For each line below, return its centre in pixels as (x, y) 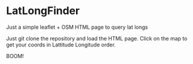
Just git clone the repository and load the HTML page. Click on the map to (97, 38)
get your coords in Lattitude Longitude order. (61, 45)
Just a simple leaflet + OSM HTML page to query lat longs (77, 27)
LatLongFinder (43, 11)
